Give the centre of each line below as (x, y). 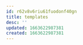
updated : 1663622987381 (35, 28)
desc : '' (17, 22)
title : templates (27, 17)
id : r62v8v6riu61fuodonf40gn (41, 11)
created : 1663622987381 (35, 33)
